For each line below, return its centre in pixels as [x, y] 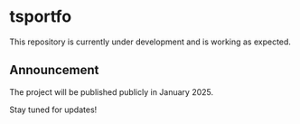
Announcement [54, 70]
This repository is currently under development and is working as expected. [150, 42]
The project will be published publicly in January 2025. [112, 91]
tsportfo [41, 17]
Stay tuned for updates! [53, 110]
